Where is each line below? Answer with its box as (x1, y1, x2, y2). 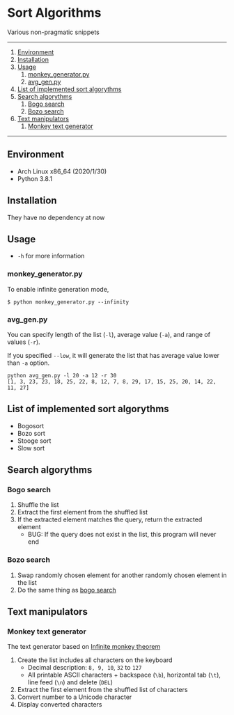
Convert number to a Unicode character (17, 693, 132, 701)
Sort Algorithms (7, 5, 102, 21)
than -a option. (7, 359, 50, 367)
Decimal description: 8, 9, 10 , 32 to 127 (27, 663, 142, 672)
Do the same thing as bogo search (17, 586, 116, 594)
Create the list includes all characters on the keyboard (17, 656, 173, 664)
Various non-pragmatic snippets (7, 28, 100, 36)
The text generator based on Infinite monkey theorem (7, 643, 161, 651)
